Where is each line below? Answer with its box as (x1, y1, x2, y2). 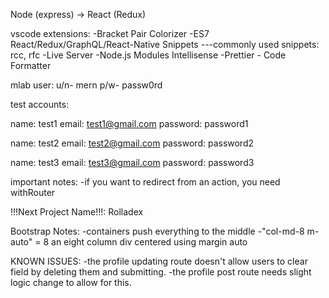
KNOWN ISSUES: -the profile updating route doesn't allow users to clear (10, 255, 308, 267)
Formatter (10, 60, 52, 71)
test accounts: (10, 99, 70, 110)
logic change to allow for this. (10, 277, 132, 288)
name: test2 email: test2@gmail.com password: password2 (10, 137, 255, 149)
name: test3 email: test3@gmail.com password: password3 (10, 157, 255, 168)
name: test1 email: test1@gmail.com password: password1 (10, 118, 249, 129)
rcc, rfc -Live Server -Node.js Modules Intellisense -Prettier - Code (10, 49, 287, 61)
